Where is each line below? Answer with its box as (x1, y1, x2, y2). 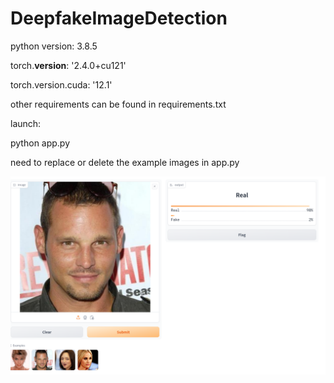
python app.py (10, 137, 71, 149)
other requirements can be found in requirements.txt (10, 98, 227, 110)
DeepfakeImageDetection (10, 7, 228, 30)
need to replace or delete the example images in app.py (10, 156, 240, 168)
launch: (10, 117, 42, 129)
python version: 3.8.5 (10, 40, 98, 52)
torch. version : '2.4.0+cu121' (10, 59, 127, 71)
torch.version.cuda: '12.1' (10, 78, 113, 91)
